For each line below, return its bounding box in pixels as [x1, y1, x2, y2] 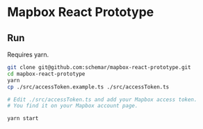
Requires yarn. [7, 50, 49, 59]
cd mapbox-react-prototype [7, 70, 86, 77]
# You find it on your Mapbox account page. [7, 103, 138, 109]
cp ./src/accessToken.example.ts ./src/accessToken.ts [7, 83, 170, 91]
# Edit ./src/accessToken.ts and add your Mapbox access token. [7, 96, 197, 103]
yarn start [7, 115, 39, 122]
